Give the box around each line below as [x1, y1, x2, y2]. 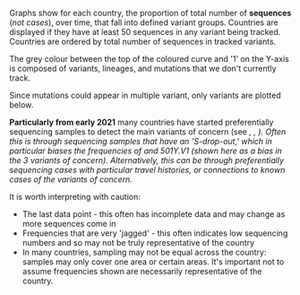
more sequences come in [21, 219, 116, 229]
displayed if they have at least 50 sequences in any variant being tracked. [9, 27, 281, 37]
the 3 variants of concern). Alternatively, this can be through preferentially [9, 155, 285, 165]
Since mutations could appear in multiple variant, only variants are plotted [9, 90, 282, 100]
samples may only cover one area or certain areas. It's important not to [21, 256, 285, 267]
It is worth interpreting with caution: [9, 192, 141, 202]
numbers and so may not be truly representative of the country [21, 238, 255, 247]
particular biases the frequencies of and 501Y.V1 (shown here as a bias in [9, 145, 282, 156]
